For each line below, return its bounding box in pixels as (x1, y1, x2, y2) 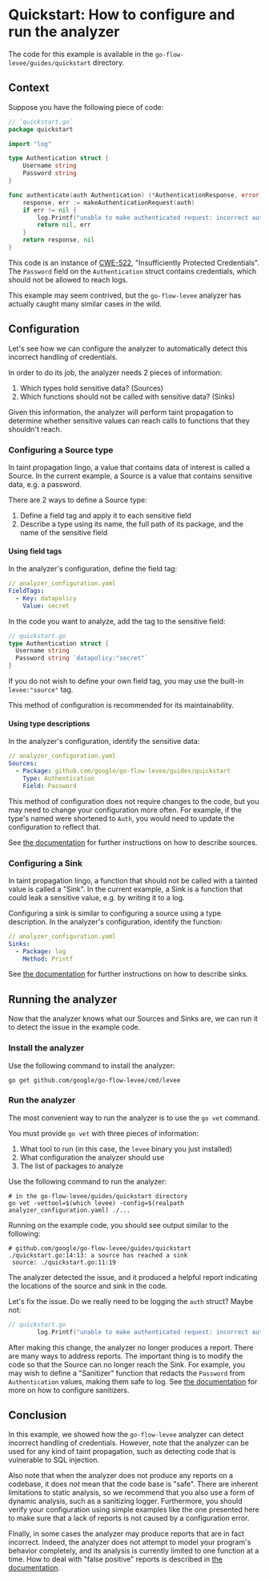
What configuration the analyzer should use (19, 1152, 165, 1162)
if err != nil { (22, 206, 78, 214)
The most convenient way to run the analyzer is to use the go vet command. (8, 1113, 260, 1123)
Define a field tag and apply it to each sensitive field (19, 510, 192, 520)
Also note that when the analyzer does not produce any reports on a (8, 1471, 234, 1480)
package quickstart (8, 125, 74, 133)
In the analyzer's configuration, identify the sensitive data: (8, 737, 200, 746)
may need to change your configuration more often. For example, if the (8, 805, 243, 814)
